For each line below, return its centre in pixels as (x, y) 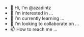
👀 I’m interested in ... (32, 13)
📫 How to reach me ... (34, 29)
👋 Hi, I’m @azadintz (31, 8)
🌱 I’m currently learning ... (37, 18)
